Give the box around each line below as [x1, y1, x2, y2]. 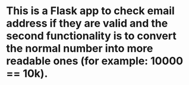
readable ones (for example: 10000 [6, 54, 183, 68]
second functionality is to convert [6, 30, 177, 42]
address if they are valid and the [6, 17, 168, 30]
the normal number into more [6, 42, 153, 55]
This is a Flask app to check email [6, 4, 175, 18]
